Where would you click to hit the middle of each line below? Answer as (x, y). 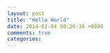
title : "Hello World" (38, 20)
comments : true (29, 33)
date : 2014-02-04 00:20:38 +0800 (55, 26)
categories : (24, 39)
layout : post (26, 13)
